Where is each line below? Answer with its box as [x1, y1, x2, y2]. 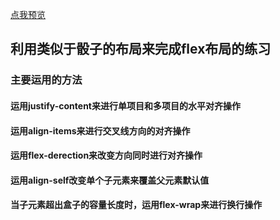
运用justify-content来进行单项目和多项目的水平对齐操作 [10, 99, 241, 112]
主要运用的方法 [10, 73, 83, 87]
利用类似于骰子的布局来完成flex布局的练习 [10, 41, 272, 58]
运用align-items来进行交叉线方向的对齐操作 [10, 124, 191, 137]
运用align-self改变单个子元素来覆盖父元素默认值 [10, 174, 210, 186]
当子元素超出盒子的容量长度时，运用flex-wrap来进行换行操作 [10, 199, 263, 211]
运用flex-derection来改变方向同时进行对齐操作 [10, 149, 203, 162]
